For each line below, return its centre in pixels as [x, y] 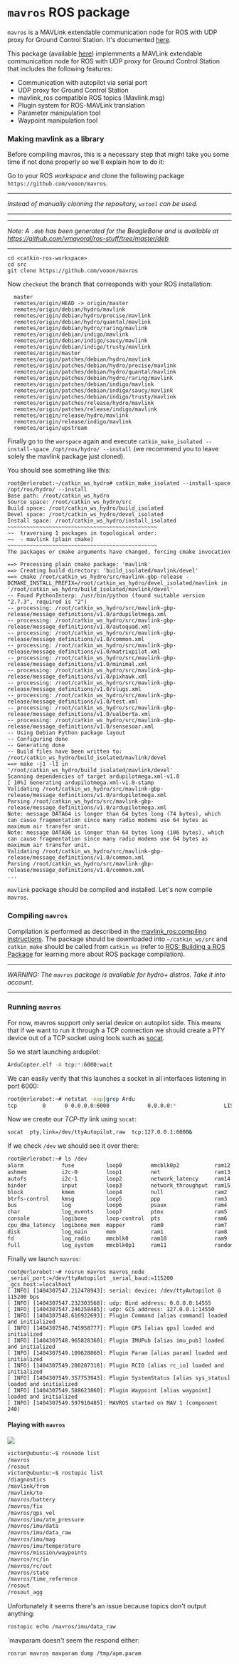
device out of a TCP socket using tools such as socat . [86, 1037]
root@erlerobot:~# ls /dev [47, 1159]
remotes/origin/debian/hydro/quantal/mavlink [83, 322]
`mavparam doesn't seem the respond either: [74, 1640]
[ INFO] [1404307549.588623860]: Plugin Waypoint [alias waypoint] [110, 1390]
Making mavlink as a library [56, 138]
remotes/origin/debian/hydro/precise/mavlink [83, 316]
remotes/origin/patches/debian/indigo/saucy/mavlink [94, 391]
